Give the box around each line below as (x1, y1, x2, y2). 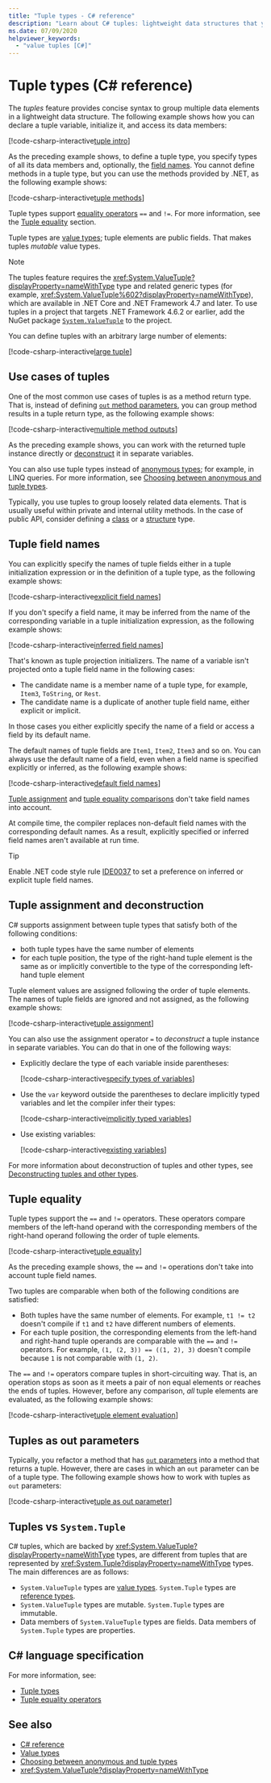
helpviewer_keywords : (8, 34, 81, 43)
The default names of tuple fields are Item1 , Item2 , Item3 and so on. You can (8, 745, 261, 755)
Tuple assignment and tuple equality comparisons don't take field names (8, 794, 250, 804)
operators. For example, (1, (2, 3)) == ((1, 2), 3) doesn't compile (19, 1345, 252, 1355)
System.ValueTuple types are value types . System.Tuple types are (19, 1582, 236, 1592)
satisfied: (8, 1295, 39, 1305)
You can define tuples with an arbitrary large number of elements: (8, 332, 227, 341)
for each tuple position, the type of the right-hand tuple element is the (19, 953, 252, 962)
